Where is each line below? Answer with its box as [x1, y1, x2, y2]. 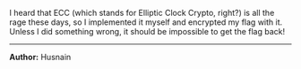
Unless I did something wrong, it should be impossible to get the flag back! [9, 27, 286, 36]
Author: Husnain [9, 52, 72, 62]
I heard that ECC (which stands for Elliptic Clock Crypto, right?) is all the [9, 8, 275, 18]
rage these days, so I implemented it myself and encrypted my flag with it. [9, 17, 283, 27]
